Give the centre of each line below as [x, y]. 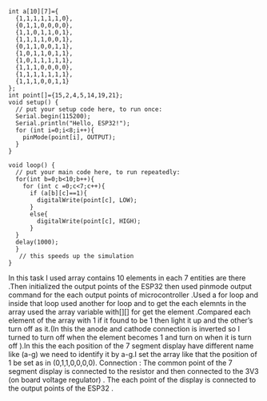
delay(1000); [37, 242]
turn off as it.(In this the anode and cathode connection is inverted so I [124, 329]
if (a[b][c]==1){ [58, 193]
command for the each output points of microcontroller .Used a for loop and [133, 295]
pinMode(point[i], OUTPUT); [69, 137]
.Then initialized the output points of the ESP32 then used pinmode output [130, 286]
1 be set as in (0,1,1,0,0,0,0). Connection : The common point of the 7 [121, 363]
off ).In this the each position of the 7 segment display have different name [131, 346]
